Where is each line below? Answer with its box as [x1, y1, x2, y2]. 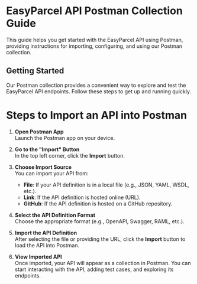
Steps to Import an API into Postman [6, 108, 188, 122]
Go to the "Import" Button [14, 146, 80, 153]
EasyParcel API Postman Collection [6, 4, 183, 18]
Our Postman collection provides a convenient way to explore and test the [6, 81, 186, 89]
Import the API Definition [14, 229, 77, 236]
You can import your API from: [14, 169, 89, 177]
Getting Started [6, 66, 64, 76]
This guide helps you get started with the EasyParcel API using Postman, [6, 36, 183, 43]
